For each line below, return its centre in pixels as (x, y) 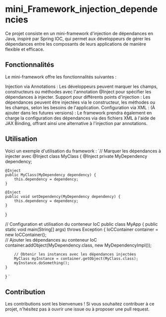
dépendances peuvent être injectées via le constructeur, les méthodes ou (80, 102)
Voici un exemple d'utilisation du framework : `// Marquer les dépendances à (83, 151)
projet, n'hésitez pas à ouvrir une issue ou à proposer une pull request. (77, 309)
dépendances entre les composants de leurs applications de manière (76, 44)
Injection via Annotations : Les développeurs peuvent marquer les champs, (82, 86)
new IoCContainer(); (26, 235)
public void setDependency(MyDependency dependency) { (63, 196)
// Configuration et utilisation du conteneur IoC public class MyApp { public (82, 224)
